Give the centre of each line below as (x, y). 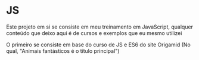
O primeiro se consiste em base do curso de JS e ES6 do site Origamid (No (98, 45)
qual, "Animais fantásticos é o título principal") (63, 50)
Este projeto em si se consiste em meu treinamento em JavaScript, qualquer (100, 27)
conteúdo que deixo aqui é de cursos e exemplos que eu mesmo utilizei (94, 33)
